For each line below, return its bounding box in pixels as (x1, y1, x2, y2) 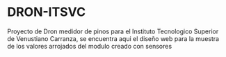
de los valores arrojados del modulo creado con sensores (7, 42, 172, 50)
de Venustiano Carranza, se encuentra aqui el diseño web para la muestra (7, 34, 220, 42)
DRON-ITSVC (7, 4, 86, 20)
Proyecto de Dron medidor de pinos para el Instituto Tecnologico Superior (7, 27, 219, 35)
